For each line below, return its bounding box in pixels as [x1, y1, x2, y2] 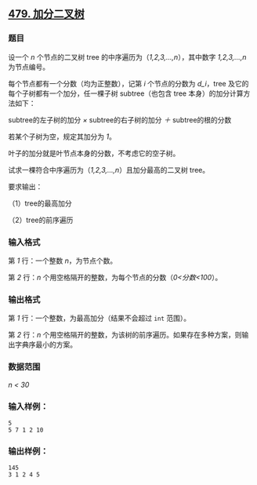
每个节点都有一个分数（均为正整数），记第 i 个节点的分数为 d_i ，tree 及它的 [8, 78, 249, 88]
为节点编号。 [8, 62, 49, 71]
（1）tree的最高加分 [8, 199, 72, 208]
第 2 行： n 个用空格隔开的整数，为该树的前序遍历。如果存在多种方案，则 [8, 330, 242, 340]
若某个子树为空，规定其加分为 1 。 [8, 132, 116, 141]
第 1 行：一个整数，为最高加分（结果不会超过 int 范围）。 [8, 313, 190, 323]
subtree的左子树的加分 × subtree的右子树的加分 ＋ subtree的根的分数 [8, 115, 232, 124]
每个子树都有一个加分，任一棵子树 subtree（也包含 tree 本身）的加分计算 [8, 89, 244, 98]
